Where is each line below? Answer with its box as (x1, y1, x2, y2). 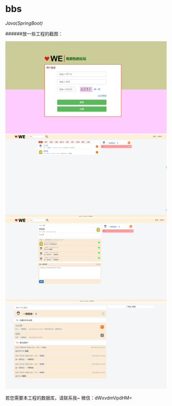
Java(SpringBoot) (5, 20, 43, 26)
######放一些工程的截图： (5, 30, 63, 36)
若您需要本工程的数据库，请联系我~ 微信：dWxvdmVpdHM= (5, 395, 133, 401)
